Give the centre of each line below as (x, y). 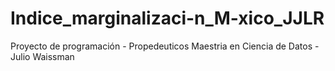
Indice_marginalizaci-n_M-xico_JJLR (167, 18)
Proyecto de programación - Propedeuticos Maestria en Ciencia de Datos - (165, 46)
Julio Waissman (42, 56)
